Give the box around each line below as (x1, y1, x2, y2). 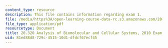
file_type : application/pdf (5, 21, 64, 26)
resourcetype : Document (5, 26, 55, 31)
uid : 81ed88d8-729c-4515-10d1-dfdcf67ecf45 (5, 35, 97, 40)
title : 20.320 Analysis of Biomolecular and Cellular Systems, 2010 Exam (5, 30, 162, 35)
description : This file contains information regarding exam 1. (5, 12, 142, 17)
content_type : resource (5, 7, 55, 12)
